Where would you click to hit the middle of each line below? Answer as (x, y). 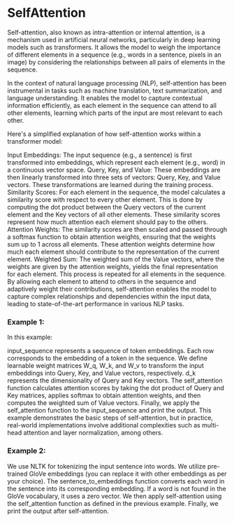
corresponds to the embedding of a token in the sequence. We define (108, 358)
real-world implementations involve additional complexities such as (104, 425)
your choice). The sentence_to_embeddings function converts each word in (116, 481)
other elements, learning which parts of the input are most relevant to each (115, 113)
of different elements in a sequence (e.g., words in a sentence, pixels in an (114, 55)
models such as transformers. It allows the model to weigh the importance (114, 47)
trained (17, 474)
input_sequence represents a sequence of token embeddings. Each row (111, 351)
